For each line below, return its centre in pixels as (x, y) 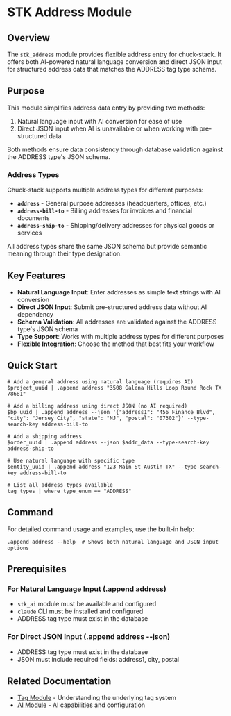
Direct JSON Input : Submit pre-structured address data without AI (112, 307)
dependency (35, 314)
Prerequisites (37, 569)
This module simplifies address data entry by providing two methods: (106, 108)
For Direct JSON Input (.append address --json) (89, 637)
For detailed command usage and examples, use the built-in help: (101, 529)
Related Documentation (59, 681)
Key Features (36, 275)
